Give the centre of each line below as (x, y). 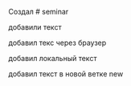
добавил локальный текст (53, 58)
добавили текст (35, 27)
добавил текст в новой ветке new (66, 74)
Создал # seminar (39, 12)
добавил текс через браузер (57, 43)
